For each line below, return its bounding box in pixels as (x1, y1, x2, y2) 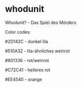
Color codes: (5, 29, 31, 35)
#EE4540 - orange (5, 76, 42, 82)
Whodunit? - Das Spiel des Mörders (5, 20, 77, 25)
